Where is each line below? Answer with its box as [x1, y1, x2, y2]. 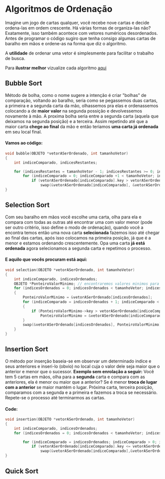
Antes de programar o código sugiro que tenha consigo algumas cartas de [5, 35, 156, 41]
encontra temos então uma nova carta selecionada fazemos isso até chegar [5, 230, 160, 236]
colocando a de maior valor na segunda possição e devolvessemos [5, 108, 142, 114]
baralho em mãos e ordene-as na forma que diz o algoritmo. [5, 40, 127, 46]
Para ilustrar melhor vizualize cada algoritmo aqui [5, 65, 107, 71]
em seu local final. [5, 129, 42, 135]
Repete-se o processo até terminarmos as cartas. [5, 394, 106, 400]
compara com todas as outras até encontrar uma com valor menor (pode [5, 219, 153, 225]
